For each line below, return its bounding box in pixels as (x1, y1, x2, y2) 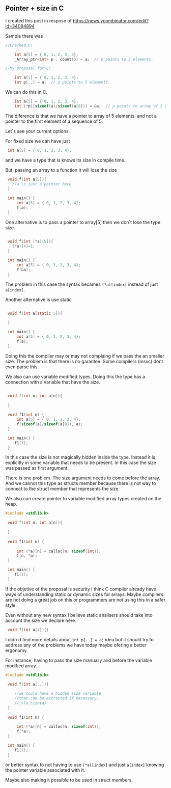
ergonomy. (5, 647, 28, 654)
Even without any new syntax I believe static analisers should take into (5, 612, 153, 618)
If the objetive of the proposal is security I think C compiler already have (5, 586, 157, 592)
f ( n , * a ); (16, 553, 38, 558)
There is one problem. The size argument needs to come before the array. (5, 475, 160, 481)
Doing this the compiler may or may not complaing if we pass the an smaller (5, 352, 164, 359)
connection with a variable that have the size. (5, 379, 100, 385)
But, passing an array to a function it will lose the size (5, 167, 117, 173)
